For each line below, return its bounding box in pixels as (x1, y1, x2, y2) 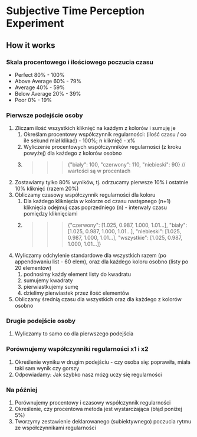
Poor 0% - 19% (14, 96, 52, 103)
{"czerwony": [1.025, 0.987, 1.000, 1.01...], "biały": (67, 221, 188, 229)
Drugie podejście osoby (6, 317, 75, 325)
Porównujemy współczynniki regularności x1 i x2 (6, 345, 149, 353)
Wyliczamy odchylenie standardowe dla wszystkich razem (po (14, 252, 167, 259)
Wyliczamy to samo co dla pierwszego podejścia (14, 330, 134, 337)
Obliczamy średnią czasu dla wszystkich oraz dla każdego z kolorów (14, 296, 182, 303)
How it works (6, 40, 55, 50)
